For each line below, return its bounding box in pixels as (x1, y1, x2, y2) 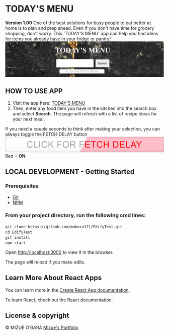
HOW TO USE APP (5, 87, 63, 96)
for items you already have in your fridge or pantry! (5, 36, 111, 42)
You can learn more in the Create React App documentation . (5, 287, 130, 293)
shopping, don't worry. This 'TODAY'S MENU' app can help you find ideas (5, 30, 158, 36)
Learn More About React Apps (5, 274, 102, 282)
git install (5, 235, 30, 240)
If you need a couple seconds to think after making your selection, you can (5, 126, 160, 132)
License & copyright (5, 311, 69, 320)
